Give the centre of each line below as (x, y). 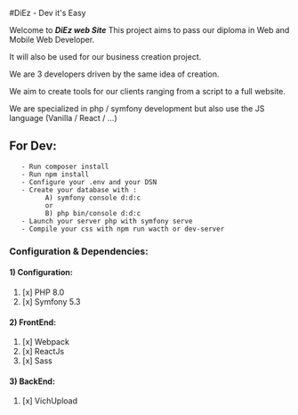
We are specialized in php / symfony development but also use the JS (137, 109)
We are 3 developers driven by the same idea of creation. (114, 74)
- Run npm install (55, 174)
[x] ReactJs (43, 352)
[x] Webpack (45, 342)
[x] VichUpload (50, 401)
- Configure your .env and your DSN (89, 182)
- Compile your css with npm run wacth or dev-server (123, 229)
